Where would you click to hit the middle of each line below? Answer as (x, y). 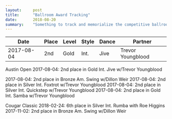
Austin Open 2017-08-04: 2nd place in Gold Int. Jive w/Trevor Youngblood (84, 69)
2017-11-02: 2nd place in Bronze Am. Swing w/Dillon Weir (66, 111)
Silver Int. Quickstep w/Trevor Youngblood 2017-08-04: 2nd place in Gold (83, 90)
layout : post (24, 10)
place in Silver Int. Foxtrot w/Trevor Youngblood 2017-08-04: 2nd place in (83, 85)
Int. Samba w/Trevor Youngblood (40, 96)
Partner (142, 42)
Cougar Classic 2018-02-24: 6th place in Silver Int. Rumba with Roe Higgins (85, 106)
